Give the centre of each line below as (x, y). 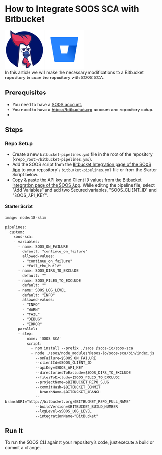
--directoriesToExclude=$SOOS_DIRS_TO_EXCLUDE (83, 372)
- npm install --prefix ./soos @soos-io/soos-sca (82, 348)
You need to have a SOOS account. (47, 104)
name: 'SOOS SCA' (44, 338)
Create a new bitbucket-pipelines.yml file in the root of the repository (82, 154)
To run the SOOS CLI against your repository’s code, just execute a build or (80, 442)
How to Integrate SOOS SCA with (72, 9)
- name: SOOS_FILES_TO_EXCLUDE (49, 280)
